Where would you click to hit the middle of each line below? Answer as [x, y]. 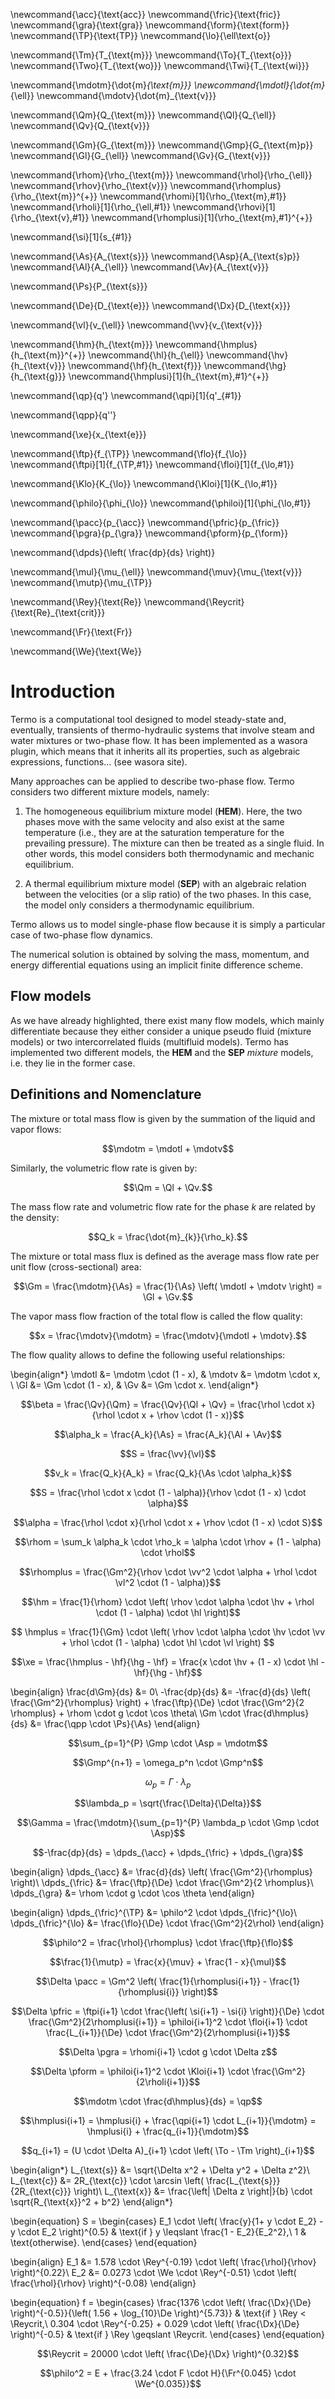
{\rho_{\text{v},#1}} [50, 217]
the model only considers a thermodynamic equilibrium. [139, 905]
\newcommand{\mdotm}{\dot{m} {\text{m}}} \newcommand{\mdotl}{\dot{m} [168, 85]
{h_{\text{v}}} [38, 365]
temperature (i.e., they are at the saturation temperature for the [154, 832]
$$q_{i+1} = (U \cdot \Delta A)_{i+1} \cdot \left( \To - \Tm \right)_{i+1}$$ [168, 2151]
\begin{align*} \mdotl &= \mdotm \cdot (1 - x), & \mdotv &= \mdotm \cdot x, [165, 1374]
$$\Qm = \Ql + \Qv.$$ [168, 1187]
